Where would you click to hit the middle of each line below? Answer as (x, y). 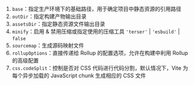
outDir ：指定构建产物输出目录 (49, 16)
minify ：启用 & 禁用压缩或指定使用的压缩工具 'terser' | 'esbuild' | (96, 31)
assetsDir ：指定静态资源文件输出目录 (58, 24)
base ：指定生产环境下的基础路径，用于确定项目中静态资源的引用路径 (97, 9)
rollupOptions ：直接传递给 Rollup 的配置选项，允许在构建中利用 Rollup (100, 53)
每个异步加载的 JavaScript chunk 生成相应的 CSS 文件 (79, 75)
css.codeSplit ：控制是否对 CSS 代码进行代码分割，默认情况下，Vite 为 (100, 68)
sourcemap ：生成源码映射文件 (48, 45)
